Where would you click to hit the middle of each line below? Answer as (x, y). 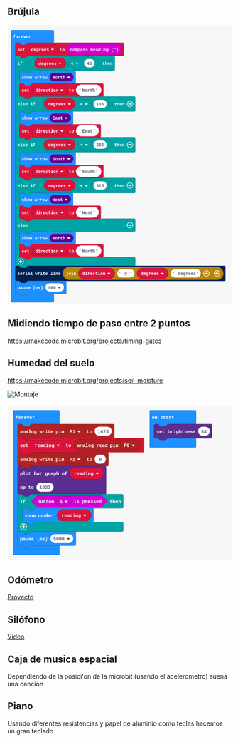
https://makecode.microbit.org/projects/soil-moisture (85, 380)
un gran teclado (31, 731)
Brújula (24, 12)
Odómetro (30, 580)
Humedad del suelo (51, 363)
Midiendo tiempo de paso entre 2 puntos (99, 324)
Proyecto (21, 597)
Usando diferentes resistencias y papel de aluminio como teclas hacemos (115, 723)
